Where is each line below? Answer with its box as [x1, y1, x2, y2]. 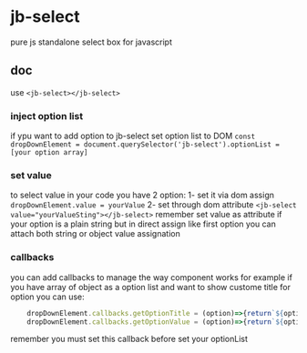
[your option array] [10, 148, 89, 157]
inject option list [10, 109, 84, 122]
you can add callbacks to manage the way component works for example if [10, 271, 292, 283]
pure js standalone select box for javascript [10, 36, 172, 47]
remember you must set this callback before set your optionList [10, 334, 249, 345]
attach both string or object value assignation [10, 228, 180, 239]
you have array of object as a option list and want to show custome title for [10, 281, 291, 292]
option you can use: [10, 291, 85, 302]
